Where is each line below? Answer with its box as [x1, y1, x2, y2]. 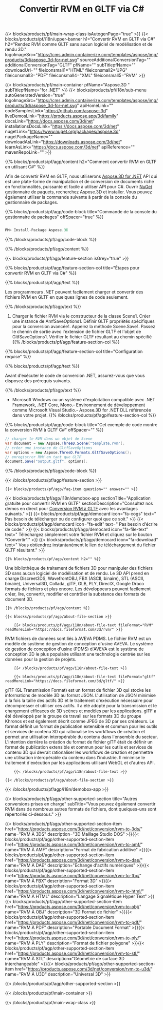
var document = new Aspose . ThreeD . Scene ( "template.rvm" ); [5, 441, 125, 446]
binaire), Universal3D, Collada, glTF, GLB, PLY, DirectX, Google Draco [5, 581, 145, 587]
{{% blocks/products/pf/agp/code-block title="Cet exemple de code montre [5, 422, 158, 428]
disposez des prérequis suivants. [5, 378, 72, 384]
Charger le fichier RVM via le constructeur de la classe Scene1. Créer [12, 313, 151, 319]
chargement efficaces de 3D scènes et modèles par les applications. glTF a [5, 708, 157, 714]
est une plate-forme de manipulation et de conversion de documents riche [5, 179, 154, 185]
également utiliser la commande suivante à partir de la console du [5, 194, 137, 200]
